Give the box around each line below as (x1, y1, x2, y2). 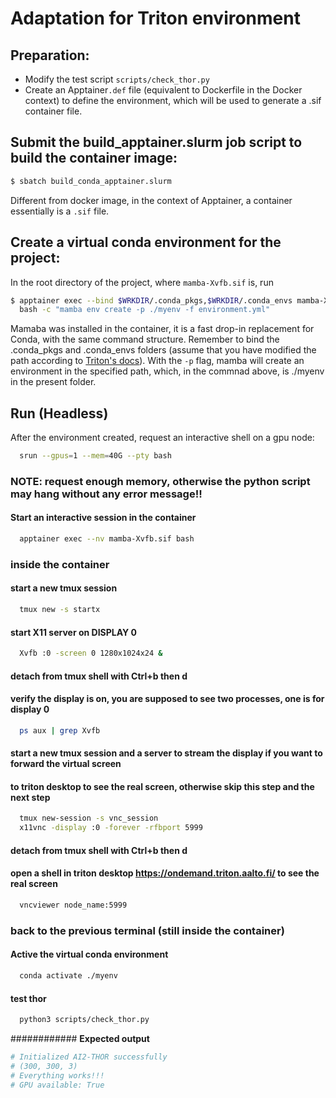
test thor (10, 992, 47, 1004)
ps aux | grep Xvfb (19, 725, 101, 736)
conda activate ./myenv (19, 971, 118, 981)
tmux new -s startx (19, 605, 101, 615)
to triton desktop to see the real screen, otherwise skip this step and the (10, 780, 315, 792)
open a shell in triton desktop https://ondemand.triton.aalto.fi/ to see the (10, 867, 320, 879)
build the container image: (10, 150, 178, 167)
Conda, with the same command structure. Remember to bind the (10, 333, 280, 346)
